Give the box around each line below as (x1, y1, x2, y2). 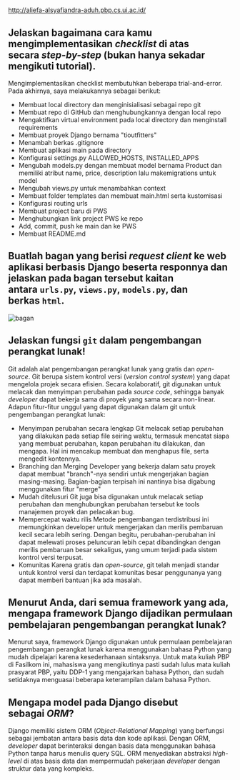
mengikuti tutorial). (8, 60, 96, 72)
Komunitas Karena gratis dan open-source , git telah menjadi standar (18, 560, 220, 569)
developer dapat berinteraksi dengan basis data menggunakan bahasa (8, 741, 216, 750)
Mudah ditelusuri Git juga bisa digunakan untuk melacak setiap (18, 492, 204, 501)
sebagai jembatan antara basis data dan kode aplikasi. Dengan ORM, (8, 734, 211, 743)
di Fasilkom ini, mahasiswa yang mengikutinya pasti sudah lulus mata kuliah (8, 660, 231, 669)
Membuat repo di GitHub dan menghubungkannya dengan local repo (18, 108, 221, 116)
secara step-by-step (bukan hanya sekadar (8, 49, 206, 61)
